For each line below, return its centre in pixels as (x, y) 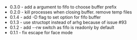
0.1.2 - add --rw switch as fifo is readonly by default (62, 27)
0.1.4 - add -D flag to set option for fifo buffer (55, 17)
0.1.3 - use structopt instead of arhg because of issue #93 (68, 22)
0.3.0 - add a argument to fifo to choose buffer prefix (63, 7)
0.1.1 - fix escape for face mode (41, 33)
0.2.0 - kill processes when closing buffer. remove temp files (71, 12)
